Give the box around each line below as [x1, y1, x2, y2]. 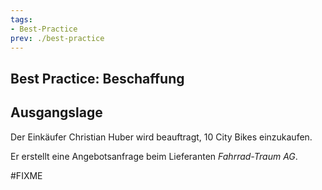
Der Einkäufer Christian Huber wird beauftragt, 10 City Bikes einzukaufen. [10, 131, 313, 143]
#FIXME [10, 169, 43, 181]
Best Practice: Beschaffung [10, 70, 185, 87]
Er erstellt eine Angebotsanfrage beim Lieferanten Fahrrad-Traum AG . [10, 150, 298, 162]
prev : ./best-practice [10, 33, 105, 43]
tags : [10, 14, 33, 25]
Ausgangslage [10, 104, 103, 121]
